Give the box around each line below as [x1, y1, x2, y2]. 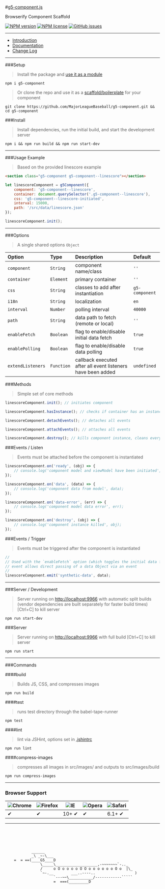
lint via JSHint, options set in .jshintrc [17, 737, 92, 743]
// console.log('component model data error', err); [14, 504, 124, 509]
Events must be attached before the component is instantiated [17, 454, 143, 460]
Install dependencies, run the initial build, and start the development [17, 127, 155, 132]
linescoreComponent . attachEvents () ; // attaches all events [5, 427, 131, 432]
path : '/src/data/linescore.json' [14, 205, 84, 210]
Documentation [12, 43, 44, 48]
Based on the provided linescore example [17, 164, 102, 170]
